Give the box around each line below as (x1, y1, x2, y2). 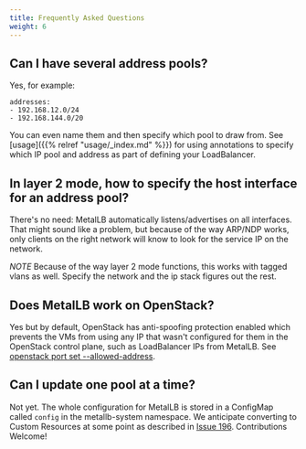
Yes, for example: (9, 80, 76, 91)
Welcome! (9, 431, 47, 442)
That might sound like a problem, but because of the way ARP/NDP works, (9, 224, 290, 235)
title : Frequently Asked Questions (9, 13, 145, 23)
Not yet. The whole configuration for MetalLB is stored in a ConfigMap (9, 401, 274, 412)
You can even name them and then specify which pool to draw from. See (9, 130, 284, 141)
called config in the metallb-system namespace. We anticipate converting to (9, 411, 297, 422)
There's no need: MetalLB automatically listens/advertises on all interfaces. (9, 214, 292, 225)
